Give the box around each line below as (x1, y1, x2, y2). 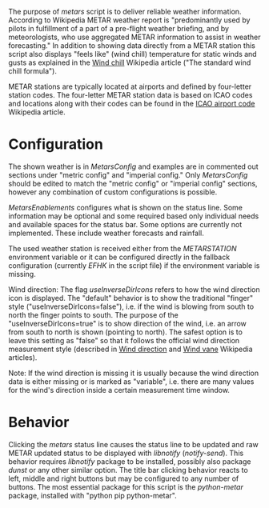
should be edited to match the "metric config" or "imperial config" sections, (8, 178, 258, 188)
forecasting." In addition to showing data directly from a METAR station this (8, 41, 256, 50)
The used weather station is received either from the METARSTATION (8, 243, 238, 253)
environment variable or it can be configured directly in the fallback (8, 252, 231, 262)
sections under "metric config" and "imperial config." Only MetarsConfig (8, 170, 248, 179)
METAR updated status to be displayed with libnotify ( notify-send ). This (8, 448, 244, 458)
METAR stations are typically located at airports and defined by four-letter (8, 82, 252, 91)
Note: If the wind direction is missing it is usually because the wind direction (8, 368, 259, 378)
